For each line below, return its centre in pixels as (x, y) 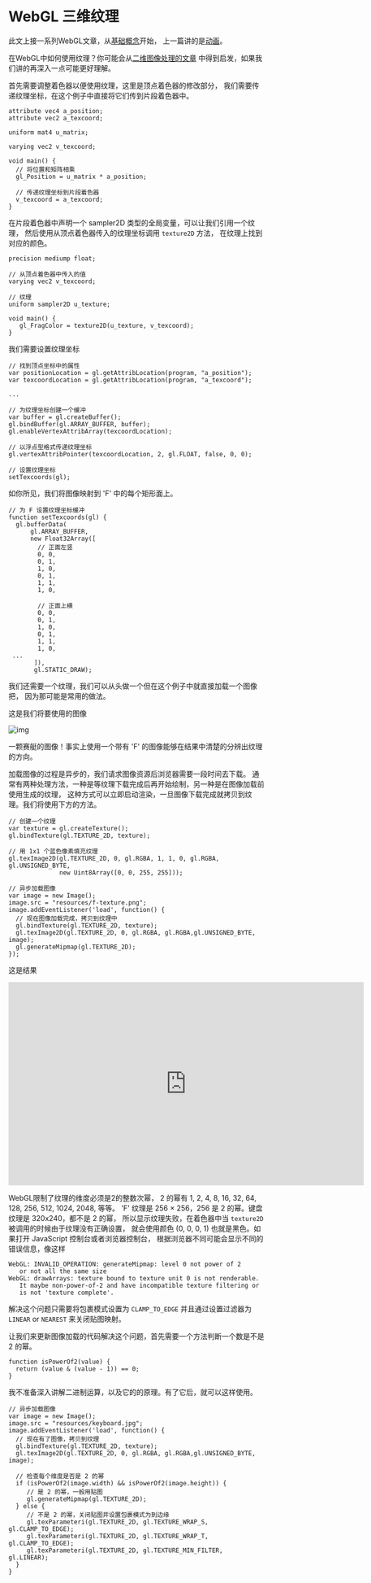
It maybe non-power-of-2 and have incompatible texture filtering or (139, 1285)
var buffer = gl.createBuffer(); (65, 417)
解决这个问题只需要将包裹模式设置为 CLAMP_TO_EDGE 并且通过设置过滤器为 (130, 1308)
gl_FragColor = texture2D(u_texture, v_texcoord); (107, 325)
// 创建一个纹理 (32, 821)
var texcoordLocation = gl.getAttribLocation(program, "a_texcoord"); (130, 380)
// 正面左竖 (55, 547)
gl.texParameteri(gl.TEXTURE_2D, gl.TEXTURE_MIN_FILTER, (125, 1550)
